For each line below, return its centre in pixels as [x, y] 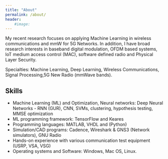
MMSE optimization [33, 114]
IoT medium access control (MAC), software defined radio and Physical [79, 55]
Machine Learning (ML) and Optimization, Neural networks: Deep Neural [88, 103]
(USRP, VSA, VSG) [32, 146]
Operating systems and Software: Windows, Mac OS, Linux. [75, 151]
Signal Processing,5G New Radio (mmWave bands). [59, 75]
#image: [22, 24]
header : [13, 19]
